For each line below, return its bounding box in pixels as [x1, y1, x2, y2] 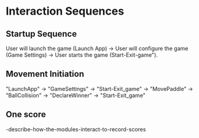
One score [6, 109, 47, 120]
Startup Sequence [6, 29, 77, 39]
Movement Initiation [6, 69, 84, 79]
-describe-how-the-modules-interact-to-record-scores [6, 125, 146, 133]
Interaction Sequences [6, 4, 124, 18]
